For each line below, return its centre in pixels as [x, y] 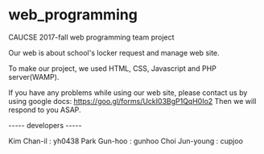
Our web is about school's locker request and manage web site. [114, 52]
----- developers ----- [45, 125]
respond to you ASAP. [45, 110]
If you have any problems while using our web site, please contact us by [128, 92]
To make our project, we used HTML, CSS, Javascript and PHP [113, 68]
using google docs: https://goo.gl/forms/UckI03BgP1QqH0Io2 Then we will [132, 101]
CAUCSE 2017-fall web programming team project [91, 37]
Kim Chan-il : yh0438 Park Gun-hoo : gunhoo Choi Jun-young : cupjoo [126, 141]
